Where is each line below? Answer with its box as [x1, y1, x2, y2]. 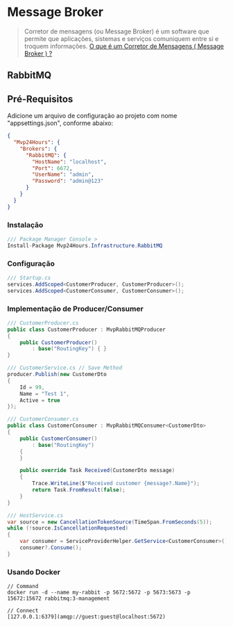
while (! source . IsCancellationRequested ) [7, 525, 129, 532]
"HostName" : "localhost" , [32, 158, 107, 165]
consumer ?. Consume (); [19, 544, 82, 551]
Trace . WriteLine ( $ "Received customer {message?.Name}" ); [32, 480, 200, 487]
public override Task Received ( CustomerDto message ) [19, 467, 175, 474]
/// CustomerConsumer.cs [7, 416, 79, 423]
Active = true [19, 397, 60, 404]
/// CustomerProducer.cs [7, 319, 79, 327]
